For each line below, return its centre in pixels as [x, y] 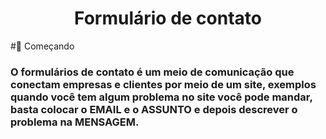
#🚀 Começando [42, 46]
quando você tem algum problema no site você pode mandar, [161, 97]
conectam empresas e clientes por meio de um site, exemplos [163, 84]
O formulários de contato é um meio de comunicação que [152, 72]
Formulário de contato [168, 18]
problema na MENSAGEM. [75, 122]
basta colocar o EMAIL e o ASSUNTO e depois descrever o [154, 109]
